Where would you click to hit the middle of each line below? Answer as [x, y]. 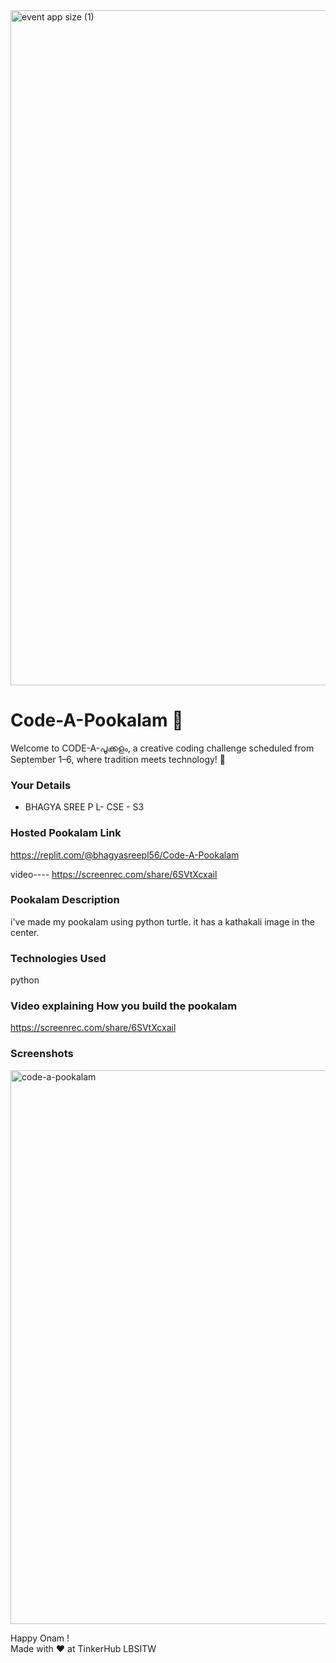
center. [25, 932]
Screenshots [42, 1054]
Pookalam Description [65, 900]
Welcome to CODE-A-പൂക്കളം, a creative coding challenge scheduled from [162, 748]
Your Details [41, 785]
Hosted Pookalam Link [66, 833]
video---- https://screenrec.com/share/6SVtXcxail [114, 874]
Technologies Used [58, 958]
